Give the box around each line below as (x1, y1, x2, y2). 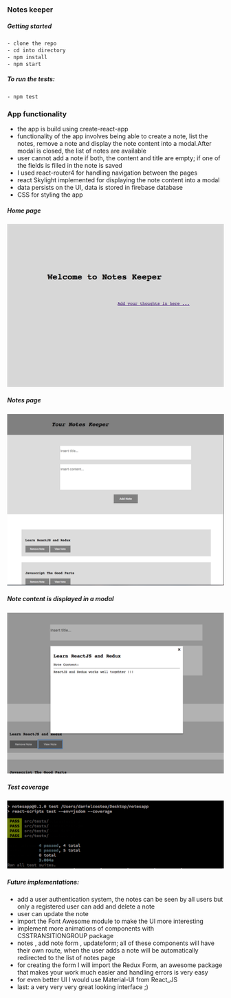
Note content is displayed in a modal (7, 595, 114, 603)
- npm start (7, 61, 41, 67)
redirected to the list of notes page (16, 954, 115, 962)
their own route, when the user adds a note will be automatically (16, 946, 199, 955)
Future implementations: (7, 878, 80, 886)
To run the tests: (7, 75, 55, 83)
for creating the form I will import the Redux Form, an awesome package (16, 961, 223, 969)
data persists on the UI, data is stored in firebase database (16, 184, 184, 192)
